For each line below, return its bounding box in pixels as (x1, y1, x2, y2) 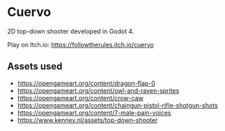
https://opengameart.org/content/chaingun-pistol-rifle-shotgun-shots (17, 101, 218, 110)
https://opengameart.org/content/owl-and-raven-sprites (17, 86, 180, 94)
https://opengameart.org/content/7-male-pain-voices (17, 108, 172, 116)
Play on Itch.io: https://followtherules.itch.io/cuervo (7, 40, 155, 49)
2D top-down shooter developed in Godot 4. (7, 27, 134, 35)
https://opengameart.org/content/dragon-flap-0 (17, 79, 155, 87)
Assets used (7, 60, 63, 73)
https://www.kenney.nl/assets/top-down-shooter (17, 116, 158, 124)
